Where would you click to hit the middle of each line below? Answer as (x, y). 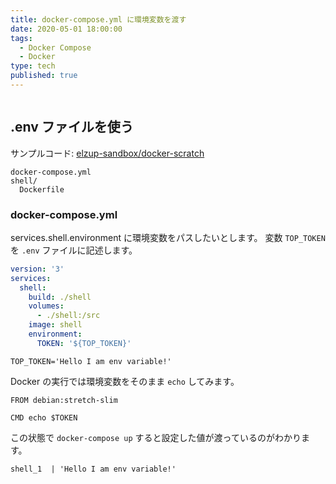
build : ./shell (60, 297)
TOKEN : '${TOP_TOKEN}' (84, 343)
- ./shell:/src (68, 316)
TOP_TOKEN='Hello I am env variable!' (91, 361)
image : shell (55, 325)
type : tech (33, 66)
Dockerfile (42, 189)
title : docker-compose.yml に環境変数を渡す (98, 19)
